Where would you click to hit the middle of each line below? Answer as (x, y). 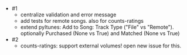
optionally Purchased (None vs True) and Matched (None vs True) (100, 33)
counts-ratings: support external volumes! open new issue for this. (101, 46)
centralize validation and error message (68, 15)
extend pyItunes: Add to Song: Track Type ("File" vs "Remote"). (97, 27)
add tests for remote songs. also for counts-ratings (82, 21)
